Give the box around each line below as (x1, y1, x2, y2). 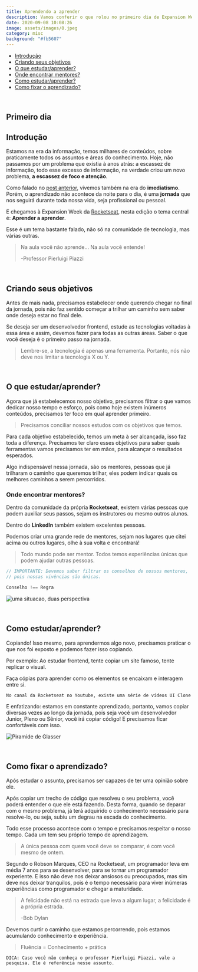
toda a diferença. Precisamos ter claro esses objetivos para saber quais (6, 439, 180, 446)
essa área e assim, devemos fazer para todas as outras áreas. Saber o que (6, 330, 187, 337)
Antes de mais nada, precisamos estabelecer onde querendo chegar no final (6, 299, 192, 307)
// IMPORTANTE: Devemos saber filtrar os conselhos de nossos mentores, (6, 569, 189, 574)
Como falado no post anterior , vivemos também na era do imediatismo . (6, 184, 180, 192)
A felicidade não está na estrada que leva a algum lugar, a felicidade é (20, 897, 191, 904)
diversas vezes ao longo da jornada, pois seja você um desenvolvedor (6, 709, 177, 716)
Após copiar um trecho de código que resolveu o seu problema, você (6, 794, 175, 802)
